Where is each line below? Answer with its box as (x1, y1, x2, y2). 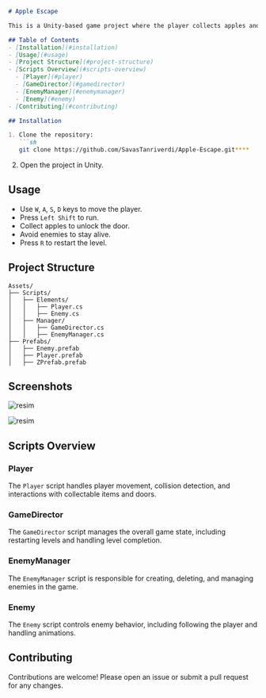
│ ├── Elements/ (8, 296, 69, 304)
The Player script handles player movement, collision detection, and (8, 481, 231, 491)
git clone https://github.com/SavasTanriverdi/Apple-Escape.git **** (18, 146, 249, 154)
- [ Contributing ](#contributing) (8, 102, 119, 110)
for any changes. (8, 681, 63, 690)
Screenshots (8, 380, 73, 393)
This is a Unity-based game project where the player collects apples (8, 21, 246, 29)
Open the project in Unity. (19, 160, 104, 170)
